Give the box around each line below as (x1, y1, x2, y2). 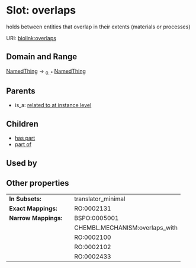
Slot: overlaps (6, 4, 76, 17)
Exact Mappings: (9, 205, 57, 213)
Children (6, 119, 38, 129)
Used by (6, 158, 37, 168)
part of (14, 141, 31, 148)
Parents (6, 86, 36, 96)
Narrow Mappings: (9, 214, 63, 222)
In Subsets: (9, 195, 41, 203)
